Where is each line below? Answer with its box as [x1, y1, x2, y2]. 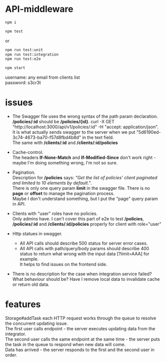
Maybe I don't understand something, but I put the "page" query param [12, 196, 158, 202]
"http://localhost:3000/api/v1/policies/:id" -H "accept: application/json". [12, 124, 159, 130]
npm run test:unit [5, 47, 43, 52]
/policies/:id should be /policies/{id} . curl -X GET [12, 119, 115, 125]
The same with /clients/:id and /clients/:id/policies [12, 140, 118, 146]
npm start [5, 65, 26, 70]
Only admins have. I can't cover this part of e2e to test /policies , [12, 216, 144, 222]
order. [5, 352, 17, 358]
